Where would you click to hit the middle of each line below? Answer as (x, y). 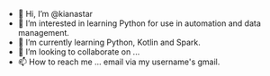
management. (44, 33)
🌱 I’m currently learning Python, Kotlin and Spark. (109, 42)
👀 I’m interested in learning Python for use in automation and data (139, 23)
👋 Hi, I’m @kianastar (55, 14)
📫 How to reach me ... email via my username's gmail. (119, 62)
